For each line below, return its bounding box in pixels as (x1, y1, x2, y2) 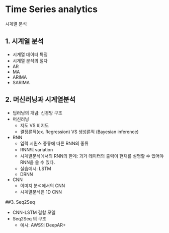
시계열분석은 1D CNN (20, 189, 62, 195)
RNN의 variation (20, 146, 53, 152)
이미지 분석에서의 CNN (20, 183, 65, 189)
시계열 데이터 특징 (12, 51, 48, 57)
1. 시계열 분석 (5, 37, 44, 46)
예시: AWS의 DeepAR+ (20, 222, 66, 228)
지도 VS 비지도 (20, 122, 49, 128)
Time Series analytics (5, 4, 98, 15)
